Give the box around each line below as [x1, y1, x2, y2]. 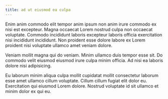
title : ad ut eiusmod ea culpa [5, 7, 71, 12]
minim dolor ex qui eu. [5, 88, 51, 94]
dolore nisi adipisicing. [5, 62, 52, 68]
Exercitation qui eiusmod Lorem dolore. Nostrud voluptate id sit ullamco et [5, 83, 159, 89]
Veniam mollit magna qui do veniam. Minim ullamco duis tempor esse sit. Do [5, 52, 163, 58]
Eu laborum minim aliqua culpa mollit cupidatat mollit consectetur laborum [5, 72, 158, 78]
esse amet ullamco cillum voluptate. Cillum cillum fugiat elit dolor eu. [5, 77, 147, 83]
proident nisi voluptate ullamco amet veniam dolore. [5, 42, 113, 48]
